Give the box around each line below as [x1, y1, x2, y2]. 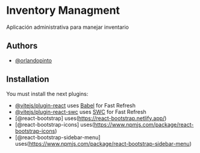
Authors [6, 41, 38, 51]
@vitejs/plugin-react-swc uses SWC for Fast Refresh [14, 108, 146, 115]
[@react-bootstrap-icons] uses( [14, 121, 95, 128]
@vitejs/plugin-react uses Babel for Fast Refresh [14, 101, 136, 109]
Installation [6, 74, 49, 85]
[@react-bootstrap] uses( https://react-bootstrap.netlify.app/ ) [14, 115, 167, 122]
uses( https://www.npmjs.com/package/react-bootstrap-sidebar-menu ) [14, 140, 192, 147]
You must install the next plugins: [6, 90, 89, 97]
